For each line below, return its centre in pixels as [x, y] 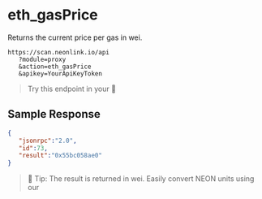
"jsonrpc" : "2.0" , [48, 141]
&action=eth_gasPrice [55, 67]
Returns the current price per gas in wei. [75, 37]
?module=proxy [42, 59]
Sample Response [54, 114]
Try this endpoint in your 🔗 [72, 89]
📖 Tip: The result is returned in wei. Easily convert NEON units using [141, 179]
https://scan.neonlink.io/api [59, 52]
